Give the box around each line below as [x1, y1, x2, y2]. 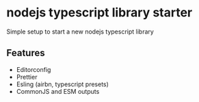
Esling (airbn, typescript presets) [16, 80, 109, 88]
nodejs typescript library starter [6, 5, 193, 21]
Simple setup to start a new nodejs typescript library [6, 27, 155, 36]
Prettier [16, 73, 38, 81]
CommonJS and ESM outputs [16, 87, 100, 95]
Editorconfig [16, 65, 51, 73]
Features [6, 47, 45, 59]
